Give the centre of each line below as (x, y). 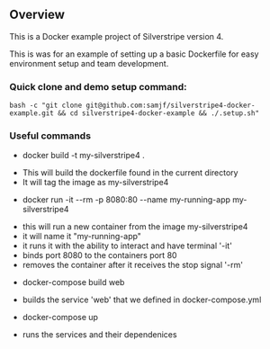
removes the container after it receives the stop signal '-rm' (132, 265)
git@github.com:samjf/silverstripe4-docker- (171, 106)
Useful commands (50, 136)
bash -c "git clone (46, 106)
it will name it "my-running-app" (82, 237)
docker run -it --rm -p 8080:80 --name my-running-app (126, 200)
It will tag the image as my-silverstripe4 (95, 183)
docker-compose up (60, 318)
